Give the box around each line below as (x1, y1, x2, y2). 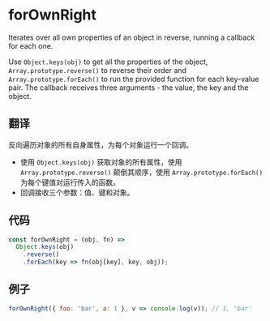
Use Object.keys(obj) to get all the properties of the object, (8, 57, 208, 66)
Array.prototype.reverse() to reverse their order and (8, 65, 186, 75)
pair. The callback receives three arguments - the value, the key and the (8, 83, 249, 92)
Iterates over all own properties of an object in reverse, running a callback (8, 32, 255, 42)
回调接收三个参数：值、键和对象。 (19, 187, 135, 197)
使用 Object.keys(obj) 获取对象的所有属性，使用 (19, 156, 182, 167)
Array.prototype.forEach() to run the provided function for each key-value (8, 74, 259, 83)
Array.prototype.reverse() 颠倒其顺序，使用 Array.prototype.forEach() (19, 167, 264, 177)
